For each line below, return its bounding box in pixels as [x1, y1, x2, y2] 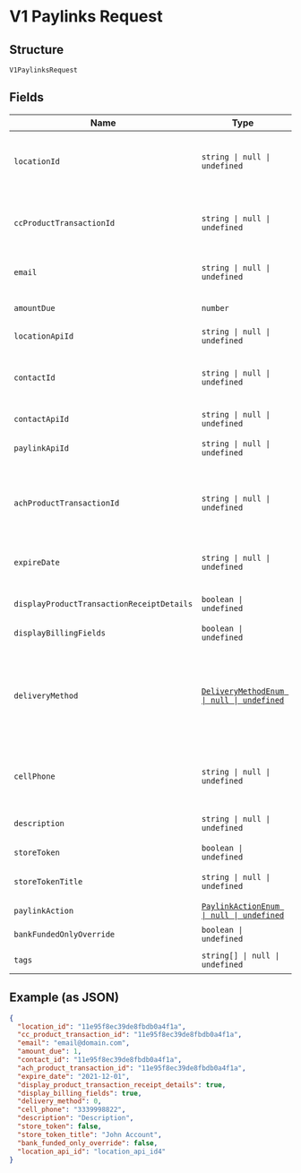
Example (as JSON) [9, 990, 119, 1005]
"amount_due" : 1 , [17, 1047, 82, 1057]
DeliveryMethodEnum [201, 686, 285, 696]
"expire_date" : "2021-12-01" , [17, 1072, 130, 1081]
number [201, 303, 230, 313]
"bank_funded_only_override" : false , [17, 1138, 159, 1148]
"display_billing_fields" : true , [17, 1089, 142, 1098]
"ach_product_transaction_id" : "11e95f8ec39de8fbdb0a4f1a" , [17, 1064, 246, 1073]
